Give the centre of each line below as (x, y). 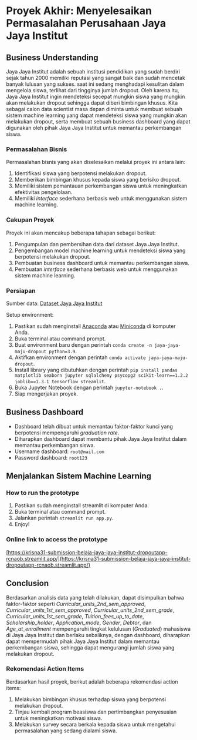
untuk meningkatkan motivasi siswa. (58, 718)
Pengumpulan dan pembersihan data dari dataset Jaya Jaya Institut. (97, 244)
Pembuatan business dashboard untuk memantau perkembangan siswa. (102, 263)
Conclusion (28, 583)
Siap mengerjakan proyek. (46, 394)
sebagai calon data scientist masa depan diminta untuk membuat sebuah (94, 109)
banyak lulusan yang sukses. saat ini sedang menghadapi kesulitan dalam (95, 84)
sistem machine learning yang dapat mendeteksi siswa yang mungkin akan (97, 115)
